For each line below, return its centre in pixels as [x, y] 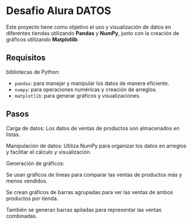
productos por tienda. [32, 198]
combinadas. [22, 216]
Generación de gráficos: [35, 163]
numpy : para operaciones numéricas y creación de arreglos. [86, 89]
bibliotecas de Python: [33, 72]
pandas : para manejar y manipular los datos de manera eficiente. [92, 83]
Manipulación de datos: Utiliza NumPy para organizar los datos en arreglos [96, 146]
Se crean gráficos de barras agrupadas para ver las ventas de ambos [90, 192]
